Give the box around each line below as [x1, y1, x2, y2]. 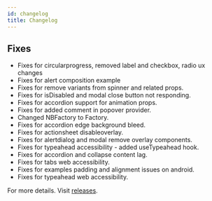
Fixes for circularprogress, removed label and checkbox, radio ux [17, 61, 206, 70]
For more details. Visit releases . [7, 186, 98, 195]
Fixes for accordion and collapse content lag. [17, 151, 148, 159]
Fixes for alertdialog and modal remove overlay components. [17, 136, 192, 144]
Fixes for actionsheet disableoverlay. [17, 128, 124, 137]
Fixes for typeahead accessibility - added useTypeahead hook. [17, 143, 199, 151]
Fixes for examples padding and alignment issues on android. [17, 165, 195, 174]
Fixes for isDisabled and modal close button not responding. [17, 91, 191, 99]
